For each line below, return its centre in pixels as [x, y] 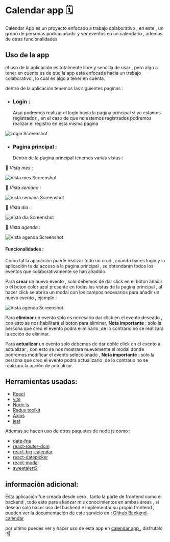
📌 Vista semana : [23, 187]
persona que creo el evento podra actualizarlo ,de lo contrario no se [77, 360]
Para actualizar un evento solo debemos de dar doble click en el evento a [83, 344]
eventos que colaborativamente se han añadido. [56, 271]
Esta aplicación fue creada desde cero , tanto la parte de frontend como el [83, 497]
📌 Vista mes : [19, 168]
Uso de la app [27, 55]
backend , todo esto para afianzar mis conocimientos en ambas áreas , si [82, 502]
